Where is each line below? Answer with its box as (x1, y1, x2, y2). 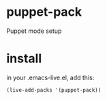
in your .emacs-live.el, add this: (6, 73, 95, 82)
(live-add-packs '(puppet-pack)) (6, 86, 102, 93)
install (6, 51, 42, 66)
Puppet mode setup (6, 27, 62, 35)
